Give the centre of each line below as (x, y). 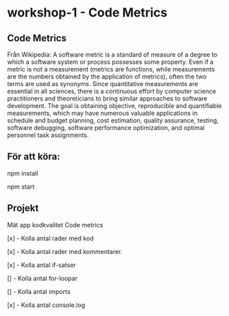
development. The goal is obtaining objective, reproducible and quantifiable (114, 106)
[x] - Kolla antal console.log (46, 305)
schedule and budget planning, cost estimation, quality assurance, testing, (113, 120)
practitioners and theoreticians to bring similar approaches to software (107, 98)
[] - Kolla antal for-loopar (42, 278)
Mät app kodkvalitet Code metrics (55, 224)
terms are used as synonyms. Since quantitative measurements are (103, 84)
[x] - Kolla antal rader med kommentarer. (65, 251)
